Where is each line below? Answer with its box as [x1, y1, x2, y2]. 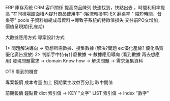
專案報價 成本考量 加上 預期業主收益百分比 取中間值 [5, 79, 113, 85]
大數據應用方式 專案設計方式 [5, 35, 65, 40]
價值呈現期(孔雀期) [5, 23, 45, 29]
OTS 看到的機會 [5, 69, 38, 75]
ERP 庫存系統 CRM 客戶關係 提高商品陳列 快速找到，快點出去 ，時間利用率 [5, 5, 161, 10]
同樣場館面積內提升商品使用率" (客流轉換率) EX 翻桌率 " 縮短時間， [17, 11, 158, 17]
